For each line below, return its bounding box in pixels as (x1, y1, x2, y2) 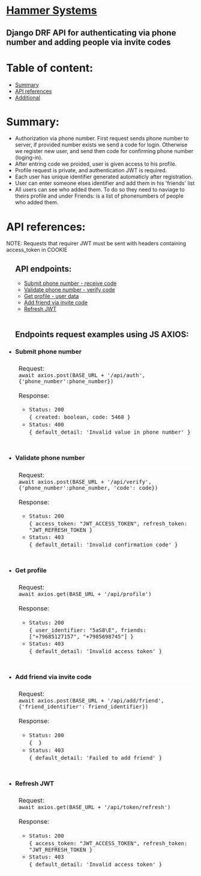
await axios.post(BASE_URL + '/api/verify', (18, 478, 152, 485)
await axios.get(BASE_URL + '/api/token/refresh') (18, 804, 171, 811)
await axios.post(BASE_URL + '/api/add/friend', (18, 697, 164, 704)
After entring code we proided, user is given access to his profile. (14, 160, 177, 167)
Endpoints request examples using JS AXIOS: (14, 329, 189, 339)
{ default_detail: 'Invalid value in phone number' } (29, 429, 191, 436)
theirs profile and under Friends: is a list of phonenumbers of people (14, 192, 184, 199)
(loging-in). (14, 154, 43, 161)
